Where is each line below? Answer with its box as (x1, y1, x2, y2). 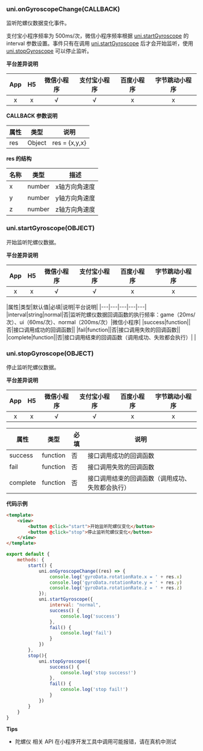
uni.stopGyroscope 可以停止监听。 (6, 47, 92, 55)
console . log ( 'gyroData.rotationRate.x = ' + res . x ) (49, 573, 182, 580)
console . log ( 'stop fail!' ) (60, 687, 129, 693)
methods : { (17, 557, 45, 563)
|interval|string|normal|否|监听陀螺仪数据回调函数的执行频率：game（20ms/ (6, 311, 196, 318)
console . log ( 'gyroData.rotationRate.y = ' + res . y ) (49, 579, 182, 586)
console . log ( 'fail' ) (60, 630, 112, 636)
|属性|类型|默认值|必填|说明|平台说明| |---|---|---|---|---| (6, 303, 147, 310)
